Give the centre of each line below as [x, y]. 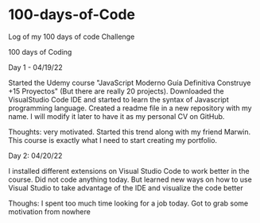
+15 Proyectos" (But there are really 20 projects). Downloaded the [116, 91]
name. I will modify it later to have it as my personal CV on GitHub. [116, 116]
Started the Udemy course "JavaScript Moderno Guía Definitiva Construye [130, 83]
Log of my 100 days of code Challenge [72, 37]
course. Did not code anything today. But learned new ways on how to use [130, 179]
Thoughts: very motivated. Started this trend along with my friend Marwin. [130, 132]
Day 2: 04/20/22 [35, 156]
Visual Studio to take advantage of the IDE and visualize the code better [126, 187]
